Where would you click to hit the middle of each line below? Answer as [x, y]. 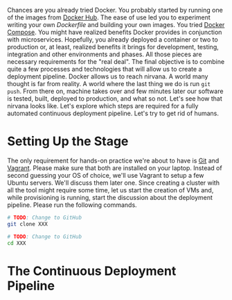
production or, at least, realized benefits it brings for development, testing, [113, 47]
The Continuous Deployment [92, 271]
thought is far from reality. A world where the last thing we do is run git [109, 84]
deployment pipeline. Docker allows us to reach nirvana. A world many [108, 76]
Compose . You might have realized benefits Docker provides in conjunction [115, 32]
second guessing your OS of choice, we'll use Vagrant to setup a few [106, 175]
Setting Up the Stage [68, 141]
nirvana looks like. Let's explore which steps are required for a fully [103, 106]
